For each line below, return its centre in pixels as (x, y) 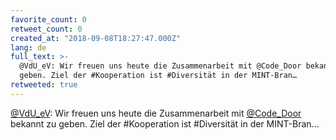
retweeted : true (44, 85)
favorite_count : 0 (48, 19)
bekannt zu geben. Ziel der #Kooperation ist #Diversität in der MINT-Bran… (165, 123)
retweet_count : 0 (46, 29)
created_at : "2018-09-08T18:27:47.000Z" (96, 38)
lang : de (28, 47)
